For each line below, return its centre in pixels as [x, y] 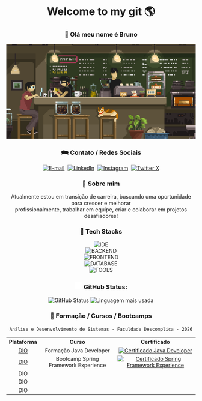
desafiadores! [101, 216]
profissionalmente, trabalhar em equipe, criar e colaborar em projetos [101, 210]
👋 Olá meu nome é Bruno [101, 35]
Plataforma [23, 342]
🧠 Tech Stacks [101, 231]
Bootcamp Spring [78, 358]
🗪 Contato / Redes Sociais [101, 152]
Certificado [155, 342]
